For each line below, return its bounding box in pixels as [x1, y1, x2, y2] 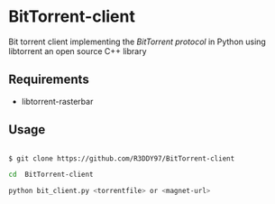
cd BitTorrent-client [8, 170, 94, 180]
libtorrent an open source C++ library [8, 45, 147, 56]
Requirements [8, 72, 89, 88]
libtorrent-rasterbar [21, 96, 94, 107]
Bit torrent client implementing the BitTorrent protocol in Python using [8, 36, 267, 47]
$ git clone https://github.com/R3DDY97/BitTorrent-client [8, 153, 235, 163]
